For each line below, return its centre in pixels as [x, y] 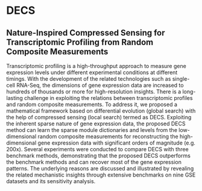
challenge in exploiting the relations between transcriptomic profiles [108, 98]
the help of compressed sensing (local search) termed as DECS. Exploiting [99, 117]
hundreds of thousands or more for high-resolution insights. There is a [94, 92]
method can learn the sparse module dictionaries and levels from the [92, 130]
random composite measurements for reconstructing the [108, 136]
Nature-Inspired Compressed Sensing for [86, 33]
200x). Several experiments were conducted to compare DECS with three [97, 149]
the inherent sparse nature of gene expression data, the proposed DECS [96, 124]
